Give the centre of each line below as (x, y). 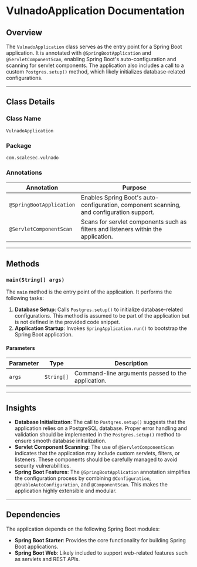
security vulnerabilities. (43, 465)
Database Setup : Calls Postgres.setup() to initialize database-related (98, 309)
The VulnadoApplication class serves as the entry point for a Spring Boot (94, 46)
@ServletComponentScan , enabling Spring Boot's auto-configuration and (91, 59)
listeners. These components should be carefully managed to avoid (96, 459)
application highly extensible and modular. (66, 491)
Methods (23, 264)
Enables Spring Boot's (111, 198)
